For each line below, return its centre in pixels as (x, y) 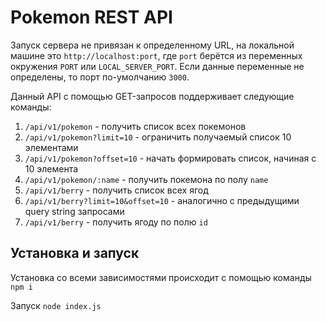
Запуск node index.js (56, 305)
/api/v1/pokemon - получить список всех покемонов (135, 126)
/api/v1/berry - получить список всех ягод (116, 190)
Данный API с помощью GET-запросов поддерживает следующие (152, 96)
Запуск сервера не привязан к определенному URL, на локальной (152, 45)
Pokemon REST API (91, 17)
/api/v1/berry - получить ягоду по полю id (116, 222)
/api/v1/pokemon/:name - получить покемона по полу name (146, 179)
